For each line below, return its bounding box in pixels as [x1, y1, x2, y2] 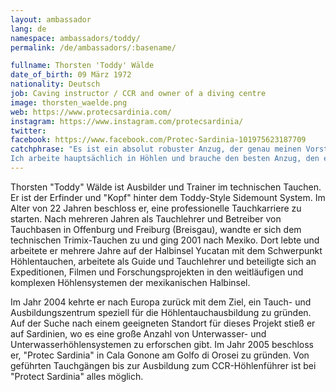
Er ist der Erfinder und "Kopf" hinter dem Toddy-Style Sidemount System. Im [10, 191, 326, 203]
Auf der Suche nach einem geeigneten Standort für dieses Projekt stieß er [10, 317, 316, 329]
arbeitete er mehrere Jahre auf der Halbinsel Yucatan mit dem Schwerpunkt [10, 244, 323, 256]
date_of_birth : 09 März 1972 [10, 70, 132, 80]
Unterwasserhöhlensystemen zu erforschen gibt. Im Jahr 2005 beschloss [10, 338, 314, 350]
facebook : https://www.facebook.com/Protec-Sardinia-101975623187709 [10, 135, 307, 145]
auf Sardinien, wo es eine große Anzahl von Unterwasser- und [10, 327, 267, 340]
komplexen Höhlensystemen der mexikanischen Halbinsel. [10, 276, 251, 288]
